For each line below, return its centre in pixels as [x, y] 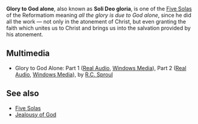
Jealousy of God [36, 114]
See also [23, 93]
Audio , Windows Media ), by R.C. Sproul [64, 74]
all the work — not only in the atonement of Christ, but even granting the [96, 21]
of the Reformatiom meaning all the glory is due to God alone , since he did [99, 15]
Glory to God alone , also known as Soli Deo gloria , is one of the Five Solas [99, 9]
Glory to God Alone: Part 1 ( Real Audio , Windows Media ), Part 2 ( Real [101, 68]
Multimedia [28, 54]
